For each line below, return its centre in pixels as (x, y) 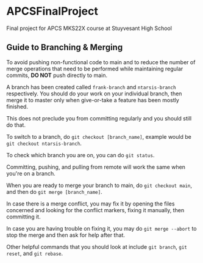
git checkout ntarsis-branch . (44, 143)
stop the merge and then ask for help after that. (66, 235)
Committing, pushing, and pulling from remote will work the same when (96, 167)
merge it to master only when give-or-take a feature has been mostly (93, 100)
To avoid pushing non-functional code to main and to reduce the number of (101, 62)
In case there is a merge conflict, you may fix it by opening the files (91, 204)
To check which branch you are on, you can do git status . (80, 155)
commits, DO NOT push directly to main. (57, 75)
